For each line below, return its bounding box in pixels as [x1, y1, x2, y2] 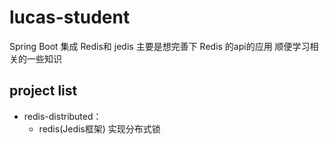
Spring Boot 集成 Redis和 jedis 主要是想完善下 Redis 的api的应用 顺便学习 [9, 40, 311, 52]
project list [9, 82, 78, 100]
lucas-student [9, 6, 131, 29]
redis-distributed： [23, 110, 102, 122]
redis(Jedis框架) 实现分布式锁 [38, 122, 161, 135]
